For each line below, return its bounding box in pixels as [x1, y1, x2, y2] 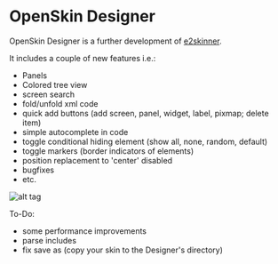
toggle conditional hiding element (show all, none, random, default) [21, 136, 268, 147]
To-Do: [9, 208, 36, 219]
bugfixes [21, 164, 55, 175]
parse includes [21, 235, 77, 245]
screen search [21, 89, 75, 100]
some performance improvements [21, 225, 147, 236]
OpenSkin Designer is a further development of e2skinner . [9, 36, 222, 46]
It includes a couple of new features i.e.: [9, 52, 156, 63]
